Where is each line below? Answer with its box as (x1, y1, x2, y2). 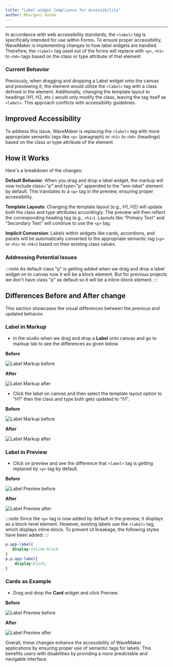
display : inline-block (12, 547, 59, 552)
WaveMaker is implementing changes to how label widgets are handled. (5, 42, 158, 48)
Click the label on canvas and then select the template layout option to (12, 390, 162, 396)
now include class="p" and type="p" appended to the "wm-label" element (5, 183, 163, 189)
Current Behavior (5, 66, 50, 73)
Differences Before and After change (5, 292, 126, 300)
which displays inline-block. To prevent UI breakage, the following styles (5, 527, 160, 533)
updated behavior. (5, 311, 44, 317)
